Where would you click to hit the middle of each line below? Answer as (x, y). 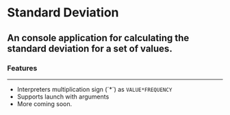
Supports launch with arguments (63, 97)
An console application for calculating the (98, 38)
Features (22, 68)
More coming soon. (44, 103)
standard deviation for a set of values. (90, 48)
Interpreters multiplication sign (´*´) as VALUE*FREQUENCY (94, 89)
